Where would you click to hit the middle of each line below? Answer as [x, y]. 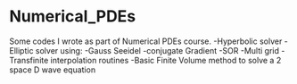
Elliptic [21, 50]
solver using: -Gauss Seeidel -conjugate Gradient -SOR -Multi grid [157, 50]
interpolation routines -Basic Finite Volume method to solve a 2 [166, 60]
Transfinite [29, 60]
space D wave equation [53, 70]
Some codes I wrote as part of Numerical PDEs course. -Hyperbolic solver [146, 41]
